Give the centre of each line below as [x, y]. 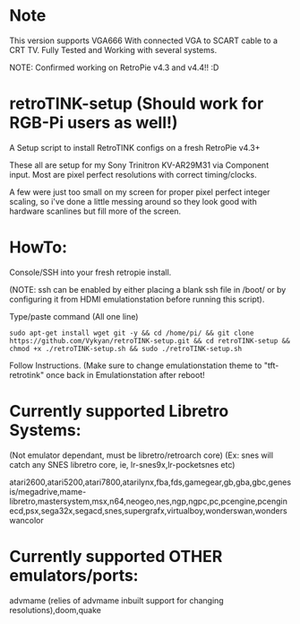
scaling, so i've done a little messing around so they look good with [133, 201]
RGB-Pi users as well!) [94, 123]
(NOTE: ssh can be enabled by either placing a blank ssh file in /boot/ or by [148, 289]
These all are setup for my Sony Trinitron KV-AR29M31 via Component [139, 165]
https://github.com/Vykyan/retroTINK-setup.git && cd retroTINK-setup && [150, 341]
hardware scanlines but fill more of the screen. [95, 211]
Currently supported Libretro [119, 411]
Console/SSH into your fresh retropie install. [90, 272]
